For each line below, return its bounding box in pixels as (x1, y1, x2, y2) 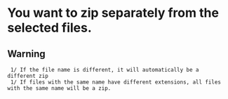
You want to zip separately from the (7, 5, 220, 21)
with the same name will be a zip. (7, 85, 112, 92)
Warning (7, 48, 46, 60)
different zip (7, 72, 49, 79)
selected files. (7, 20, 93, 36)
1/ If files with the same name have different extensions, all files (10, 79, 221, 86)
